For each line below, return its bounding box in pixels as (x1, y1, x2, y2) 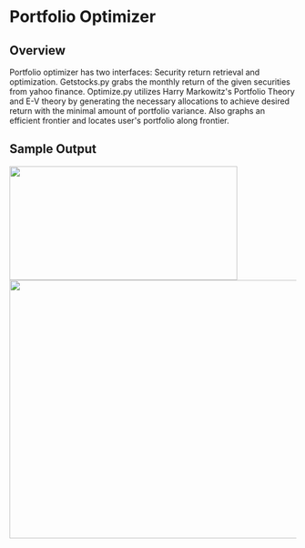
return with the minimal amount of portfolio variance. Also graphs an (9, 106, 266, 116)
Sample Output (9, 141, 97, 157)
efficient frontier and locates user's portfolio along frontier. (9, 116, 229, 126)
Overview (9, 43, 66, 58)
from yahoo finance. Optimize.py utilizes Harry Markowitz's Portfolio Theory (9, 86, 296, 96)
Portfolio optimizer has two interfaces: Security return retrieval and (9, 66, 260, 77)
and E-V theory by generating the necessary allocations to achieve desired (9, 96, 290, 107)
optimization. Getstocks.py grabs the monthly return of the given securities (9, 76, 291, 87)
